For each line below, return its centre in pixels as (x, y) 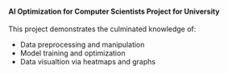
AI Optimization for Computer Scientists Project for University (114, 11)
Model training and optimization (73, 53)
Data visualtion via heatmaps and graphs (87, 62)
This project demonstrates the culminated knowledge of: (102, 29)
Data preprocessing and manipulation (82, 45)
